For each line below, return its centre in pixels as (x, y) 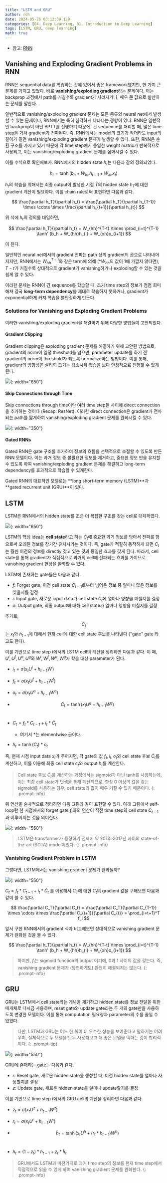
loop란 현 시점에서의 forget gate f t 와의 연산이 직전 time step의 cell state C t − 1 (82, 811)
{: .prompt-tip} (43, 1044)
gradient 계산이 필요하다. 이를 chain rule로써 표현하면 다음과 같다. (70, 192)
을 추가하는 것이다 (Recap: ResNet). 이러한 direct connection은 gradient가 (79, 411)
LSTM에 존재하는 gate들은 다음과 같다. (43, 574)
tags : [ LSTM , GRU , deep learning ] (41, 29)
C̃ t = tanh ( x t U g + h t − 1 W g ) (87, 704)
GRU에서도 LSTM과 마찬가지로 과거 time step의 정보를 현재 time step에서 (89, 1163)
